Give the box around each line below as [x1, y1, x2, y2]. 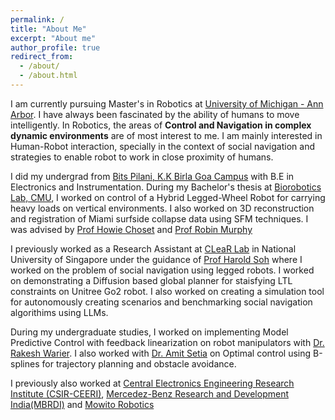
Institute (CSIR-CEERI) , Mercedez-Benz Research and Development [10, 387, 289, 400]
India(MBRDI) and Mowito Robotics [10, 398, 155, 410]
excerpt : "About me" [10, 33, 97, 43]
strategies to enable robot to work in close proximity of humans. [10, 151, 274, 163]
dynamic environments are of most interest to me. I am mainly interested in [10, 129, 323, 141]
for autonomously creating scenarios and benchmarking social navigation [10, 296, 313, 308]
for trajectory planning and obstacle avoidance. [41, 357, 237, 370]
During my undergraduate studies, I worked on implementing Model [10, 326, 289, 338]
